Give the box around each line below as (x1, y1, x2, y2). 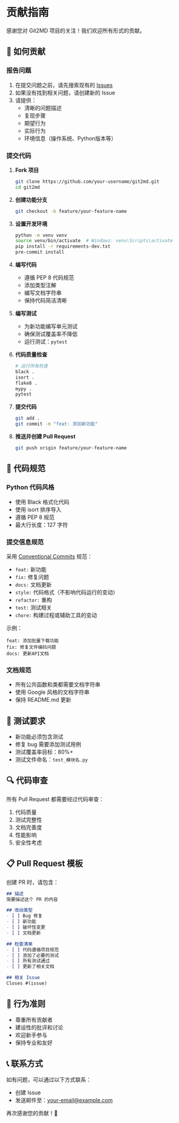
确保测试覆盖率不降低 (24, 330, 78, 338)
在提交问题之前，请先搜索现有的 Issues (15, 81, 113, 88)
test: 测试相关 (15, 604, 52, 611)
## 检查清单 (6, 941, 33, 947)
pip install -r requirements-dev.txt (15, 243, 111, 250)
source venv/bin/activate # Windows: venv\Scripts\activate (15, 238, 174, 244)
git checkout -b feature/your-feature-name (15, 208, 127, 214)
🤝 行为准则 (6, 999, 46, 1009)
